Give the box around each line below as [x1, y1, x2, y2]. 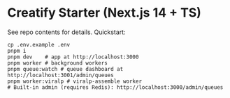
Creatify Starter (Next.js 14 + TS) [7, 5, 201, 21]
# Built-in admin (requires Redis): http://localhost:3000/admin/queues [7, 83, 224, 91]
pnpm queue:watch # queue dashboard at [7, 65, 124, 72]
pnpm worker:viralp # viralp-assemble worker [7, 78, 142, 85]
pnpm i [7, 47, 27, 54]
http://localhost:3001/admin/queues [7, 72, 114, 79]
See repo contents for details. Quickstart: [7, 28, 126, 36]
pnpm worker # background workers [7, 59, 108, 67]
